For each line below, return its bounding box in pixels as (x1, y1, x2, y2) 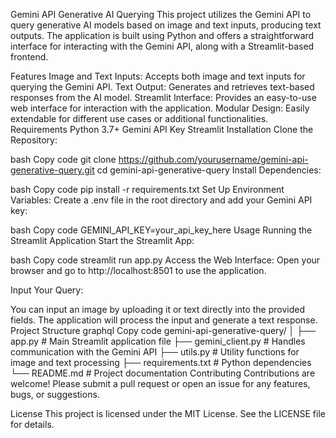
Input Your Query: (10, 284, 84, 296)
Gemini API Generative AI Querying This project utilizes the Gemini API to (10, 9, 312, 20)
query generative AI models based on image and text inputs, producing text (10, 19, 322, 31)
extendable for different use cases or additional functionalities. (10, 113, 269, 124)
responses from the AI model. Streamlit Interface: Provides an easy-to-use (10, 92, 317, 103)
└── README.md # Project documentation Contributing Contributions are (10, 367, 316, 379)
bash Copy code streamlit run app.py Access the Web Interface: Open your (10, 254, 321, 266)
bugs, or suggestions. (10, 389, 100, 400)
